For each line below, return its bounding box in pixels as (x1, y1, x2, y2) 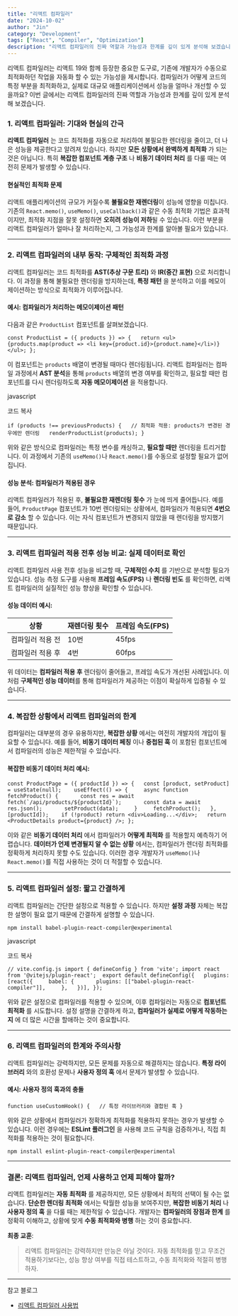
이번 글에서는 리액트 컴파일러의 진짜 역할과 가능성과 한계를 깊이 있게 (29, 90, 217, 99)
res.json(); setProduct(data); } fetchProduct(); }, (7, 805, 217, 813)
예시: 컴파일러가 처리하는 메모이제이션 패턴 (7, 303, 124, 312)
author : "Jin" (7, 23, 50, 31)
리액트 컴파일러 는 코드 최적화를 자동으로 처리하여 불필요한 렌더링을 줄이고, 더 (7, 136, 221, 145)
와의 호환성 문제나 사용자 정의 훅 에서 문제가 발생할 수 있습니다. (25, 1068, 200, 1076)
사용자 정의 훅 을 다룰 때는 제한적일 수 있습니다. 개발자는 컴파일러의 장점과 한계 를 (7, 1207, 231, 1216)
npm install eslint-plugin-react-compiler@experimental (7, 1148, 176, 1155)
